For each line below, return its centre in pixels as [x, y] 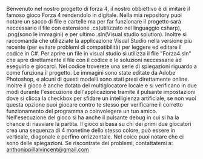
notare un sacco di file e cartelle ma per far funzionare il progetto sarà [94, 21]
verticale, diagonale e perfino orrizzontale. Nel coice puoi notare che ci [95, 137]
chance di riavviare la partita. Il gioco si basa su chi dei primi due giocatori [99, 124]
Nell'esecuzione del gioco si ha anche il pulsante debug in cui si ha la [93, 117]
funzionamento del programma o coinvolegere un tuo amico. [82, 111]
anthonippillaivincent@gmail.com [48, 149]
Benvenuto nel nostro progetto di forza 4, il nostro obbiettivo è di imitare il [98, 9]
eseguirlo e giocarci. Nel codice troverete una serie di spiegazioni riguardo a [101, 66]
